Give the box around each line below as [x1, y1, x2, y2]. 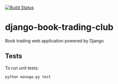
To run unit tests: [5, 65, 39, 71]
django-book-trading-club [5, 22, 114, 33]
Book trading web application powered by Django [5, 38, 104, 43]
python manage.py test [5, 74, 51, 79]
